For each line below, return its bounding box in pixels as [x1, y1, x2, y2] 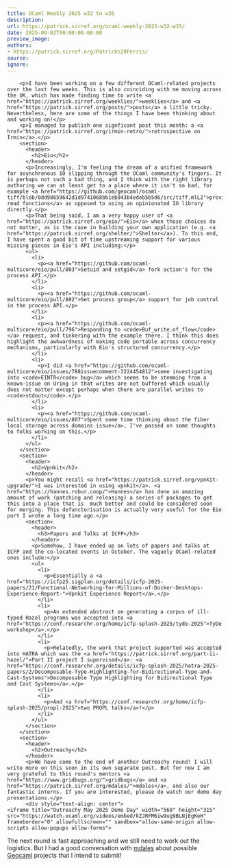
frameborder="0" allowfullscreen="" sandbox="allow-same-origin [7, 818, 194, 826]
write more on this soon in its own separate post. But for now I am [7, 764, 210, 771]
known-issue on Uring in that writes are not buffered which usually [7, 380, 210, 387]
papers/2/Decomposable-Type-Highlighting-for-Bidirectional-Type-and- [7, 668, 213, 675]
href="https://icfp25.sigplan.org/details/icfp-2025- [7, 578, 164, 585]
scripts [7, 824, 29, 831]
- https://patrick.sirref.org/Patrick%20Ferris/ [7, 49, 149, 56]
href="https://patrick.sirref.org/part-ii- [92, 650, 219, 657]
